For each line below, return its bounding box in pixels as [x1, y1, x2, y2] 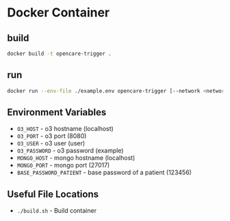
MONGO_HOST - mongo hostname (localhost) [16, 154, 136, 162]
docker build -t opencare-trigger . [7, 50, 112, 57]
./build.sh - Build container [16, 207, 97, 215]
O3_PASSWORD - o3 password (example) [16, 146, 124, 155]
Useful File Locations [7, 188, 99, 200]
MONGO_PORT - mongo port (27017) [16, 161, 110, 170]
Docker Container [7, 5, 110, 21]
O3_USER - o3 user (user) [16, 139, 86, 148]
